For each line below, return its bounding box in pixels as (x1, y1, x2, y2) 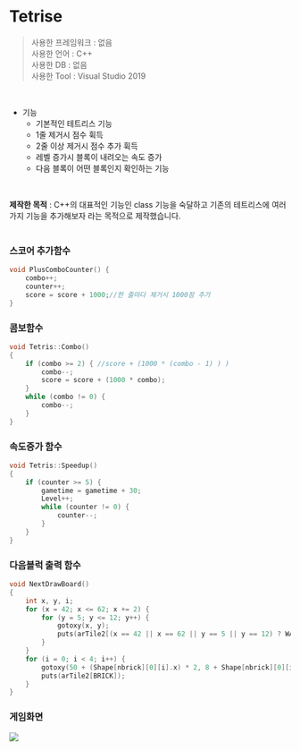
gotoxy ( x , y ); (56, 621, 110, 630)
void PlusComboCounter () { (9, 266, 110, 275)
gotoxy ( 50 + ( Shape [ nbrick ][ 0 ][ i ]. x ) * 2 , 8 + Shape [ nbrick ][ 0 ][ (41, 662, 290, 672)
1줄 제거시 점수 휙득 (35, 129, 104, 140)
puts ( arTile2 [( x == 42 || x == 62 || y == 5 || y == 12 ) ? (56, 629, 282, 639)
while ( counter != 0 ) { (41, 503, 129, 512)
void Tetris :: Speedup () (9, 461, 98, 470)
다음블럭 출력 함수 (9, 559, 82, 571)
